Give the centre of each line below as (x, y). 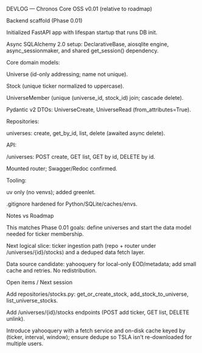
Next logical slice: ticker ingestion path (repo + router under (81, 246)
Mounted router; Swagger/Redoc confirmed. (62, 169)
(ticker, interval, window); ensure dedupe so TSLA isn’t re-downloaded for (99, 337)
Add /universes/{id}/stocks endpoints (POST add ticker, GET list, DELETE (98, 312)
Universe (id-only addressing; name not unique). (67, 74)
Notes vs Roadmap (30, 216)
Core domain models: (33, 62)
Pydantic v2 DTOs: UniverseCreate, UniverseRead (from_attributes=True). (99, 110)
